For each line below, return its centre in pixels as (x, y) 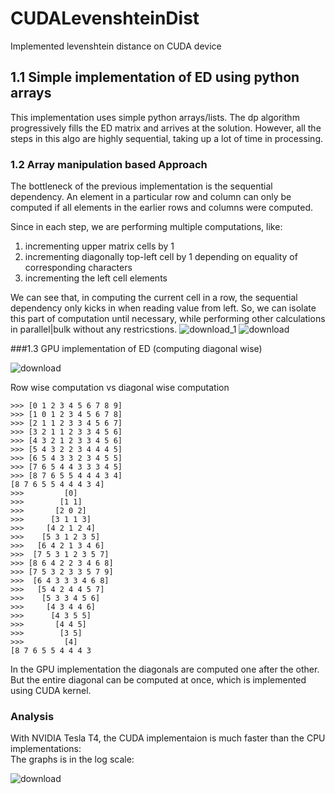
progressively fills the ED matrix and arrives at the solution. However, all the (166, 128)
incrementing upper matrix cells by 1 (99, 246)
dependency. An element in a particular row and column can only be (151, 197)
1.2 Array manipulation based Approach (109, 164)
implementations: (46, 749)
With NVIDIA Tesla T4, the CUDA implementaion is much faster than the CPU (168, 738)
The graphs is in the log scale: (72, 759)
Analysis (32, 716)
